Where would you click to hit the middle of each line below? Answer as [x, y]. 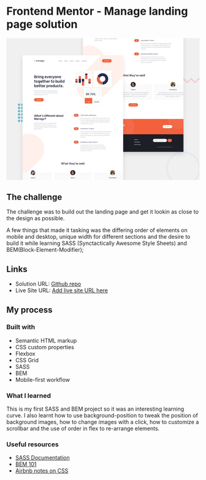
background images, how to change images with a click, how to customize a [103, 422]
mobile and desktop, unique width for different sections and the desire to [98, 237]
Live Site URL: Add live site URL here [62, 290]
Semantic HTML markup [46, 340]
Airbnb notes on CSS [42, 471]
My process [29, 310]
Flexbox [25, 354]
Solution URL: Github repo [48, 284]
